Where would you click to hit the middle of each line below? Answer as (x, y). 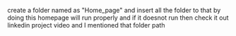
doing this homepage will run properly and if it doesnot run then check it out (118, 18)
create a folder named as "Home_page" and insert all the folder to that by (114, 10)
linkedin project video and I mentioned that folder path (86, 25)
